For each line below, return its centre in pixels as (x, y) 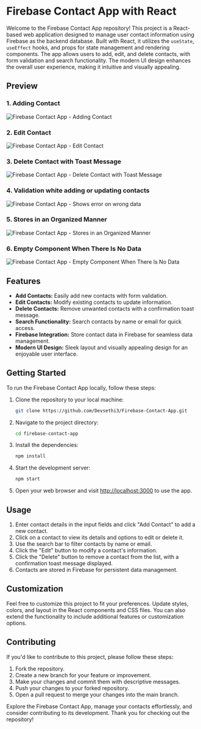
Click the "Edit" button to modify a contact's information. (86, 551)
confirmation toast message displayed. (64, 563)
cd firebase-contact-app (47, 434)
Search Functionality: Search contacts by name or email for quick (98, 322)
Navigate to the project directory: (57, 422)
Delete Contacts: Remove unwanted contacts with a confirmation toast (104, 308)
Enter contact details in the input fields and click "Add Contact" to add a (105, 524)
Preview (22, 86)
